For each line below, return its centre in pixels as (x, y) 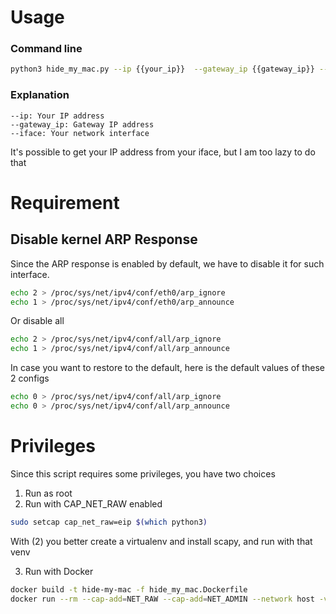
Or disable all (37, 321)
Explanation (40, 95)
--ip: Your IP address (57, 116)
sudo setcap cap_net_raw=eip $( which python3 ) (109, 522)
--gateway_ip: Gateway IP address (82, 124)
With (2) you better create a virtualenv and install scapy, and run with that (161, 541)
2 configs (30, 378)
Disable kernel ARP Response (104, 239)
